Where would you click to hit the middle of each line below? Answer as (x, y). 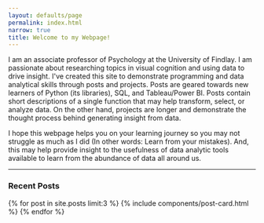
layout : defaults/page (45, 15)
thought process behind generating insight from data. (95, 118)
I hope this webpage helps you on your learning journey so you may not (124, 133)
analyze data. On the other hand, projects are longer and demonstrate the (127, 110)
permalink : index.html (45, 23)
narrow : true (29, 30)
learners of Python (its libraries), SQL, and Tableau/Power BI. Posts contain (130, 93)
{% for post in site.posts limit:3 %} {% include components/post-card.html (128, 203)
